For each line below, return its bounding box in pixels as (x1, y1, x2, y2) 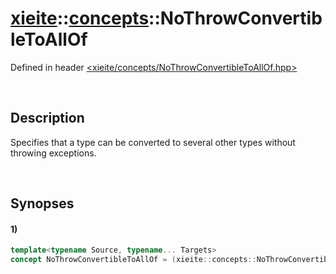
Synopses (10, 195, 75, 212)
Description (10, 110, 85, 127)
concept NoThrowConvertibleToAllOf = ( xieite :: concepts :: (10, 255, 257, 265)
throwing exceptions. (10, 147, 97, 159)
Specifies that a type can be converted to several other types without (10, 136, 296, 148)
